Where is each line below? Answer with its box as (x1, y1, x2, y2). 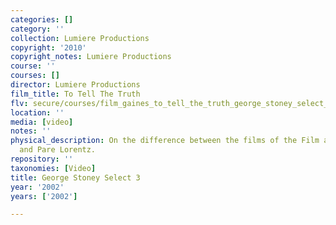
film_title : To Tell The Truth (10, 89, 141, 99)
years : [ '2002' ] (10, 191, 78, 201)
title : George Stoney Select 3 (10, 172, 141, 183)
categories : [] (10, 14, 74, 25)
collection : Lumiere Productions (10, 33, 150, 43)
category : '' (10, 24, 65, 34)
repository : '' (10, 154, 74, 164)
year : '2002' (10, 182, 65, 192)
